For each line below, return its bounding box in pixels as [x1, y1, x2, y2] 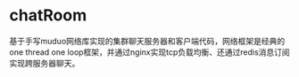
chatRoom [9, 5, 87, 26]
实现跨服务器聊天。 [9, 58, 80, 68]
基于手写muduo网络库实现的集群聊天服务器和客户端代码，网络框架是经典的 [9, 35, 286, 46]
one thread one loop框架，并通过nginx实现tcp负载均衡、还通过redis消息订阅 [9, 46, 290, 58]
